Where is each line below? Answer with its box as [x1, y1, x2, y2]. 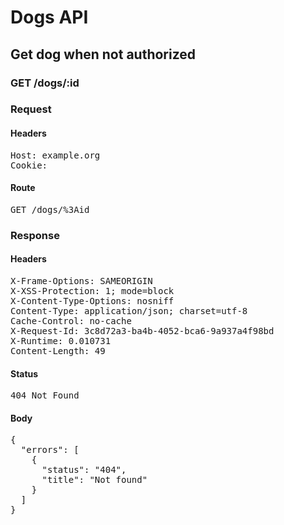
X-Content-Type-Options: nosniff [10, 295, 175, 306]
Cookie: [10, 159, 48, 171]
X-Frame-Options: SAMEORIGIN [10, 275, 153, 286]
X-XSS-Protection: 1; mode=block [10, 285, 175, 296]
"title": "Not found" [41, 474, 148, 486]
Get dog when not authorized [10, 46, 197, 63]
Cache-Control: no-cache [10, 315, 132, 326]
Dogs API [10, 6, 89, 29]
